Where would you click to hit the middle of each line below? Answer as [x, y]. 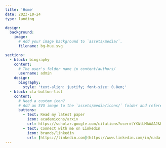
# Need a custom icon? [41, 101]
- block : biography [30, 60]
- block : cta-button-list [36, 92]
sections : [15, 55]
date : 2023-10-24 [23, 14]
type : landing [20, 19]
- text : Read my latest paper [54, 115]
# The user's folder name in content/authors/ [67, 69]
